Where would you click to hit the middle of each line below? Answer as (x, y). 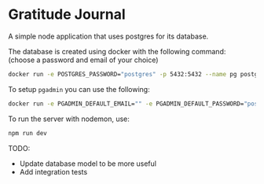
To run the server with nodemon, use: (69, 119)
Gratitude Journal (67, 15)
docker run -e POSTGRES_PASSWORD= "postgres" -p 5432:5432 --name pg (123, 74)
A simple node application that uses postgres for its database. (108, 36)
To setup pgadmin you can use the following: (79, 89)
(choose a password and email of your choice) (83, 60)
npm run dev (27, 133)
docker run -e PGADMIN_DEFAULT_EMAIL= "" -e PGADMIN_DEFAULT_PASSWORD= (126, 104)
